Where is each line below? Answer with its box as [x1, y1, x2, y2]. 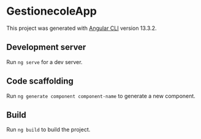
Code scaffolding [6, 76, 74, 87]
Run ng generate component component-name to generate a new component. [6, 92, 196, 99]
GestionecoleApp [6, 4, 97, 18]
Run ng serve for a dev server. [6, 58, 83, 65]
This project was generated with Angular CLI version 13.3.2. [6, 24, 157, 32]
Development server [6, 42, 86, 52]
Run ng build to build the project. [6, 126, 91, 134]
